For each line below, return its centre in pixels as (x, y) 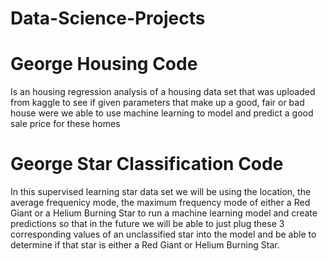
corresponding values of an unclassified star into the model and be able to (163, 234)
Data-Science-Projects (108, 18)
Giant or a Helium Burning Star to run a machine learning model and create (164, 213)
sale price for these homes (65, 124)
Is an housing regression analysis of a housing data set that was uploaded (163, 92)
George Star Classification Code (147, 164)
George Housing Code (104, 64)
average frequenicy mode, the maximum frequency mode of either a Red (160, 203)
